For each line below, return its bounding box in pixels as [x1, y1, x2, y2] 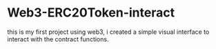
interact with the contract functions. [7, 35, 109, 43]
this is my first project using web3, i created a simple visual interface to [7, 28, 210, 36]
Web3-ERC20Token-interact [7, 5, 175, 21]
